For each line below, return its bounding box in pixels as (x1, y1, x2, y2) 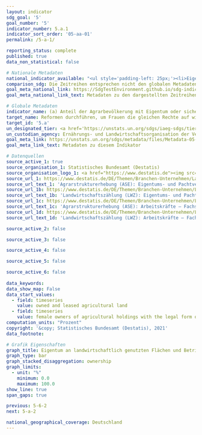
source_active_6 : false (6, 269, 66, 275)
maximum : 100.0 (17, 381, 55, 387)
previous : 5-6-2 (6, 403, 47, 409)
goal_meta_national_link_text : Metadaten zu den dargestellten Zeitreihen (6, 92, 198, 98)
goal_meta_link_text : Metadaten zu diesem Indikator (6, 142, 141, 148)
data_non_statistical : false (6, 58, 79, 65)
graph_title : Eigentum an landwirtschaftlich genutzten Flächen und (6, 347, 182, 353)
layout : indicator (6, 8, 52, 15)
